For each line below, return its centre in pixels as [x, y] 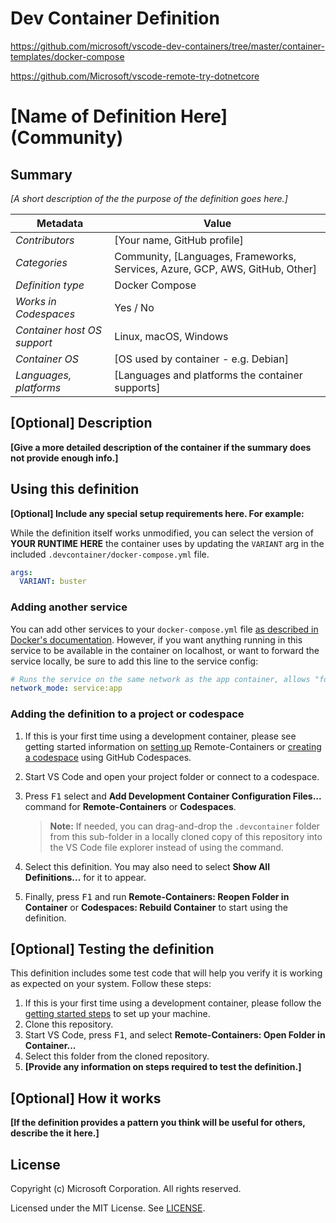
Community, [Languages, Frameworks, [205, 256]
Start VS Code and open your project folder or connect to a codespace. [172, 776]
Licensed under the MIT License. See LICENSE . [108, 1208]
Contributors [45, 240]
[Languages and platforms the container [208, 375]
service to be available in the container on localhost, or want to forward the [165, 650]
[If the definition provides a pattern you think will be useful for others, [158, 1123]
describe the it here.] [55, 1133]
